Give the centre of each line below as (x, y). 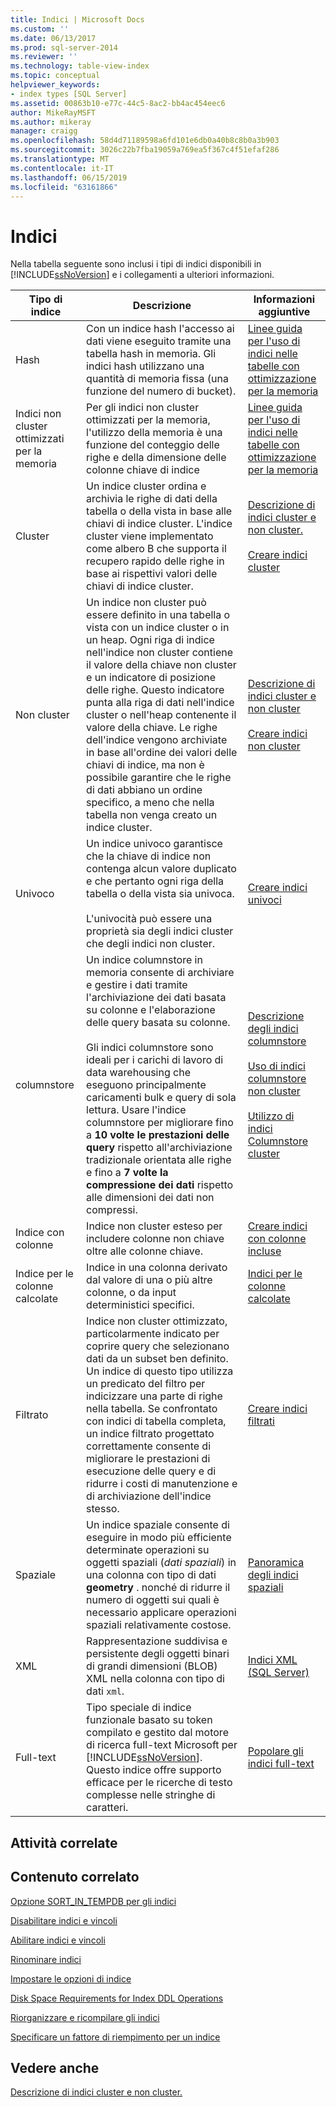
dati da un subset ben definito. (157, 1359)
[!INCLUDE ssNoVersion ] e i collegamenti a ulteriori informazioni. (142, 275)
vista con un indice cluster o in (158, 628)
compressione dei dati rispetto (160, 1185)
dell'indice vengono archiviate (157, 740)
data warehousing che (138, 1073)
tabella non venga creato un (152, 815)
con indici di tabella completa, (156, 1421)
